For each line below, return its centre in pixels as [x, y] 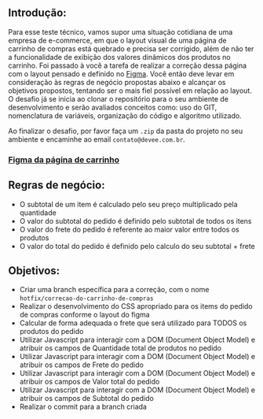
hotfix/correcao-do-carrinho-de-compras [86, 298]
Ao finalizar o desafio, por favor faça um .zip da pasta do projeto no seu [126, 131]
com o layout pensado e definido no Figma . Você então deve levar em [121, 73]
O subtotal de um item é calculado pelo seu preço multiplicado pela [128, 204]
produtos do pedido [51, 332]
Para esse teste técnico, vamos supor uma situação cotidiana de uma [121, 32]
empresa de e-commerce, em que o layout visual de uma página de [117, 40]
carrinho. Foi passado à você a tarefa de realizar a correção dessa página [128, 65]
